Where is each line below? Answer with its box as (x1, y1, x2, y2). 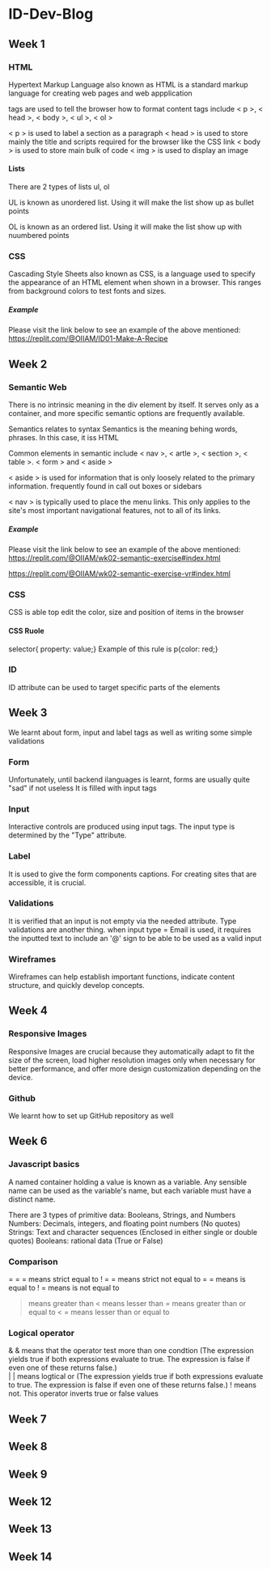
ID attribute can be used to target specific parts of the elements (8, 682, 221, 692)
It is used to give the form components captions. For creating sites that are (8, 869, 257, 879)
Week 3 (8, 706, 48, 720)
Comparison (8, 1256, 58, 1267)
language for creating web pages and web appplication (8, 88, 193, 98)
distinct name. (8, 1194, 56, 1204)
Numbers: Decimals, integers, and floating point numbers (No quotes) (8, 1219, 241, 1228)
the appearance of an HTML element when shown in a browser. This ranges (8, 278, 261, 287)
